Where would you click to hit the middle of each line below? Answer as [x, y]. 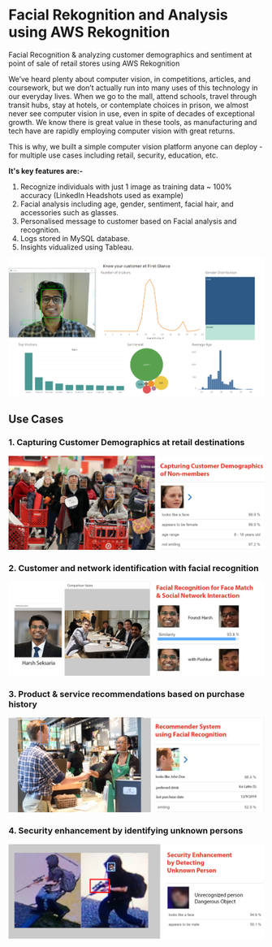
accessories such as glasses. [69, 212]
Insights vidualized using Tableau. [77, 247]
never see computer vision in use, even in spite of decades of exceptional [132, 113]
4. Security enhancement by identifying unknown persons [126, 831]
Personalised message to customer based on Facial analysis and [128, 221]
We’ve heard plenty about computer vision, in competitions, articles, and [130, 79]
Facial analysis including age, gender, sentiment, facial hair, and [127, 204]
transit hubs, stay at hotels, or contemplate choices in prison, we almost [129, 105]
